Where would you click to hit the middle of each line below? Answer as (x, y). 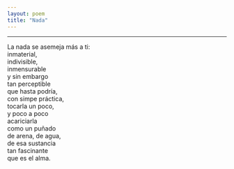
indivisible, (23, 61)
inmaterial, (22, 54)
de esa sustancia (32, 143)
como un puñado (32, 128)
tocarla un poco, (31, 106)
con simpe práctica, (36, 98)
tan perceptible (29, 84)
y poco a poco (28, 113)
